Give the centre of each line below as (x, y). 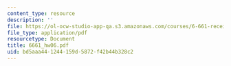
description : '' (30, 20)
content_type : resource (41, 13)
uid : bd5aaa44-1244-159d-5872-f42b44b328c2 (70, 52)
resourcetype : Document (41, 39)
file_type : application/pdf (47, 33)
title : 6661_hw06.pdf (38, 45)
